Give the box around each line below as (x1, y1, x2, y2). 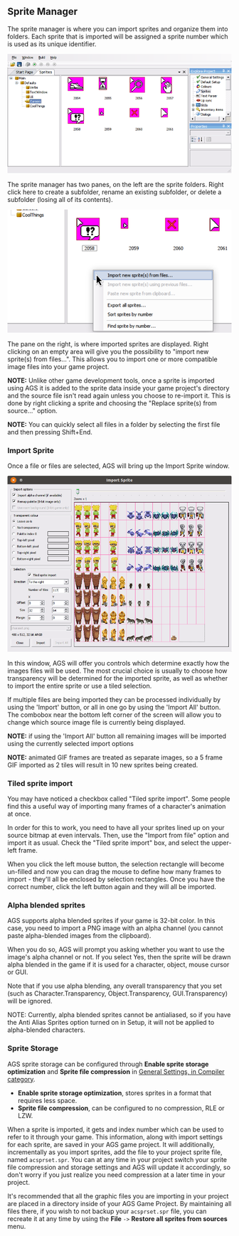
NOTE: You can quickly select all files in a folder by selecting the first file (7, 420, 221, 429)
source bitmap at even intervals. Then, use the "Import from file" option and (7, 831, 230, 840)
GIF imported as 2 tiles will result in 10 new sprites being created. (7, 760, 198, 769)
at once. (7, 810, 32, 819)
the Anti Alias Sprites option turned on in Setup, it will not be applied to (7, 1018, 215, 1027)
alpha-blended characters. (7, 1025, 85, 1034)
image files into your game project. (7, 362, 110, 371)
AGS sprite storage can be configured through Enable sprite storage (7, 1060, 209, 1068)
